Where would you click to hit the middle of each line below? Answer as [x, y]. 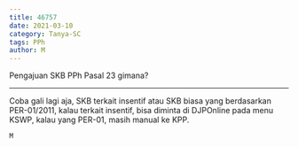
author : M [27, 50]
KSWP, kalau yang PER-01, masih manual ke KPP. [99, 120]
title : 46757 [33, 17]
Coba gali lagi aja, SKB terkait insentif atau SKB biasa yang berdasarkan [141, 101]
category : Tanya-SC [45, 34]
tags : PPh [27, 42]
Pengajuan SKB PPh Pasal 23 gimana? [79, 75]
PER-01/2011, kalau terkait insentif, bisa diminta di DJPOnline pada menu [141, 111]
